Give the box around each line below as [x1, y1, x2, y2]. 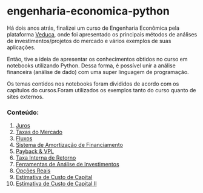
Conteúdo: [7, 108, 39, 117]
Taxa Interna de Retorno [15, 154, 76, 161]
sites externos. [7, 93, 44, 100]
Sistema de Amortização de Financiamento [15, 141, 124, 149]
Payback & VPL [15, 147, 54, 155]
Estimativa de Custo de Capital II [15, 180, 97, 188]
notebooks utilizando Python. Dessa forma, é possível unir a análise [7, 62, 176, 69]
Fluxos [15, 135, 33, 142]
